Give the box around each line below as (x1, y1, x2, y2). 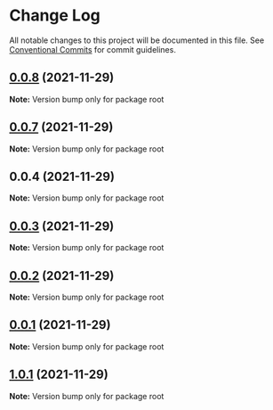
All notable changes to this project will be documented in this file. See (9, 35, 265, 45)
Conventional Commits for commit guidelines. (9, 44, 176, 54)
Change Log (9, 5, 100, 26)
